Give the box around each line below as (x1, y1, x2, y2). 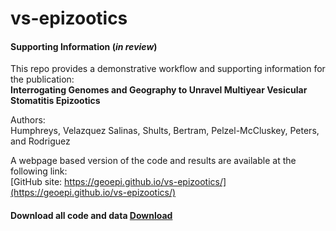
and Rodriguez (10, 135, 71, 147)
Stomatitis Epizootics (10, 95, 101, 107)
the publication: (10, 73, 75, 86)
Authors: (10, 114, 46, 126)
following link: (10, 165, 68, 177)
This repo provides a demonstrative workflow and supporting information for (10, 63, 326, 75)
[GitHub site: (10, 176, 63, 188)
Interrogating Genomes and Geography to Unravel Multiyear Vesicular (10, 84, 308, 96)
